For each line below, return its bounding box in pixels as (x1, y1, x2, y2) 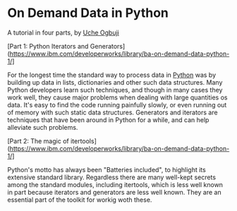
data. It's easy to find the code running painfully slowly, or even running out (7, 100, 227, 109)
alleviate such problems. (7, 123, 78, 131)
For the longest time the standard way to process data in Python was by (7, 71, 217, 79)
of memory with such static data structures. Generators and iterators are (7, 108, 218, 116)
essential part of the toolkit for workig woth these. (7, 195, 152, 204)
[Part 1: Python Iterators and (7, 42, 89, 50)
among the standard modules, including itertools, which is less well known (7, 180, 224, 188)
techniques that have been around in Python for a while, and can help (7, 115, 209, 124)
